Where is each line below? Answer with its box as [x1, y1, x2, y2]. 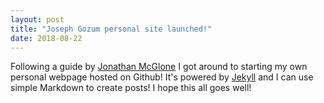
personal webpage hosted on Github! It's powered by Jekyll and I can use [10, 71, 314, 83]
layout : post [10, 14, 65, 25]
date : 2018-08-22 [10, 33, 83, 43]
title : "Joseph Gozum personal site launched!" [10, 24, 213, 34]
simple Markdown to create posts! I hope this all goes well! [10, 82, 252, 94]
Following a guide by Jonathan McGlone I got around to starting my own [10, 61, 308, 73]
